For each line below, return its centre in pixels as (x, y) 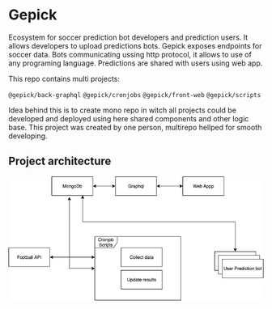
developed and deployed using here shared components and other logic (129, 118)
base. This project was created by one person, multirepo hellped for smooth (135, 127)
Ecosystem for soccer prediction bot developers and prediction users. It (128, 37)
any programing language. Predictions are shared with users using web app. (136, 63)
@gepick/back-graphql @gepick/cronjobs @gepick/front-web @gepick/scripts (135, 95)
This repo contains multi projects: (64, 78)
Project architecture (60, 161)
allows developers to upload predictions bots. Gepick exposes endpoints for (135, 45)
